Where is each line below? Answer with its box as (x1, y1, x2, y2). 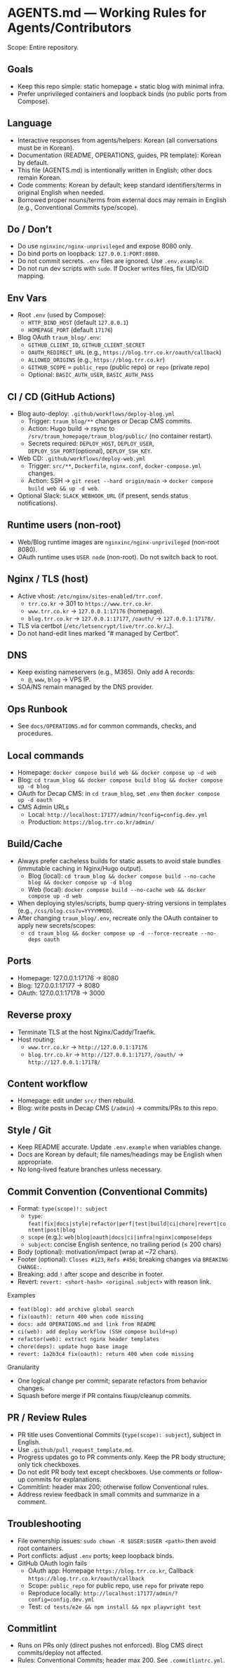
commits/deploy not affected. (17, 1649, 103, 1657)
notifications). (17, 499, 58, 507)
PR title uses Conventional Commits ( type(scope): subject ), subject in (17, 1430, 222, 1439)
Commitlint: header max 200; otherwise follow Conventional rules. (17, 1482, 209, 1491)
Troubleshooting (7, 1518, 82, 1530)
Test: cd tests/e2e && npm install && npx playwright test (27, 1602, 201, 1611)
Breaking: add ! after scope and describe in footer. (17, 1270, 165, 1278)
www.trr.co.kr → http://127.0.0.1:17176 (27, 1042, 148, 1051)
